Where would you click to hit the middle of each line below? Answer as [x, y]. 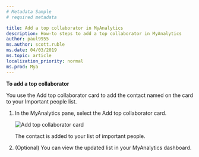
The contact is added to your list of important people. [80, 136]
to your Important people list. [42, 101]
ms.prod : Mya [22, 67]
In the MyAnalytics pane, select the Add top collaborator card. [91, 113]
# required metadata [32, 17]
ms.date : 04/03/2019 [32, 50]
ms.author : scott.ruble [36, 45]
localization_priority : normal [45, 61]
